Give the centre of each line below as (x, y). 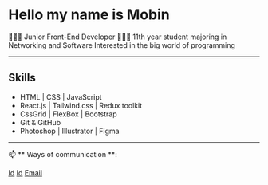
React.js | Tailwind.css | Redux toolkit (81, 105)
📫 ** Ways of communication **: (63, 154)
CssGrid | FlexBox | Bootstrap (68, 114)
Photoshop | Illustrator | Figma (69, 131)
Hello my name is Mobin (89, 15)
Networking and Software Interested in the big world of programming (122, 45)
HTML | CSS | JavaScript (61, 96)
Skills (22, 78)
